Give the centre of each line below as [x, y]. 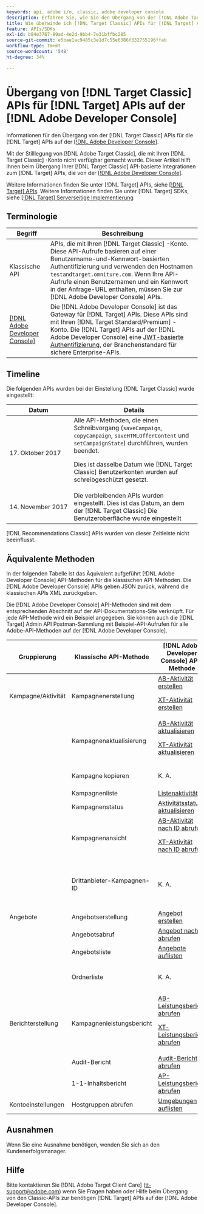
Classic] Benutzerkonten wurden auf [126, 472]
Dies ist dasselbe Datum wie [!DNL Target [133, 464]
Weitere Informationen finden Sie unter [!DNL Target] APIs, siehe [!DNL [95, 184]
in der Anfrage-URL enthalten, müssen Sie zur [117, 289]
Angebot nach [178, 931]
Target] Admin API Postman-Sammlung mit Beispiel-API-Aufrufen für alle [97, 624]
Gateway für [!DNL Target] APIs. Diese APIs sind [119, 315]
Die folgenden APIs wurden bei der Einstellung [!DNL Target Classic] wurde [100, 389]
